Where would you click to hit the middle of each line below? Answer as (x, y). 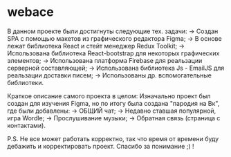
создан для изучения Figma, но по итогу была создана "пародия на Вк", (113, 103)
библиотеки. (25, 82)
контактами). (27, 125)
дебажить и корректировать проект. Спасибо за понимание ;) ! (101, 146)
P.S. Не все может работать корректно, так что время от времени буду (113, 138)
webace (30, 12)
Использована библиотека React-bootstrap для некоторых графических (113, 53)
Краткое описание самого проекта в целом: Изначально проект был (109, 96)
